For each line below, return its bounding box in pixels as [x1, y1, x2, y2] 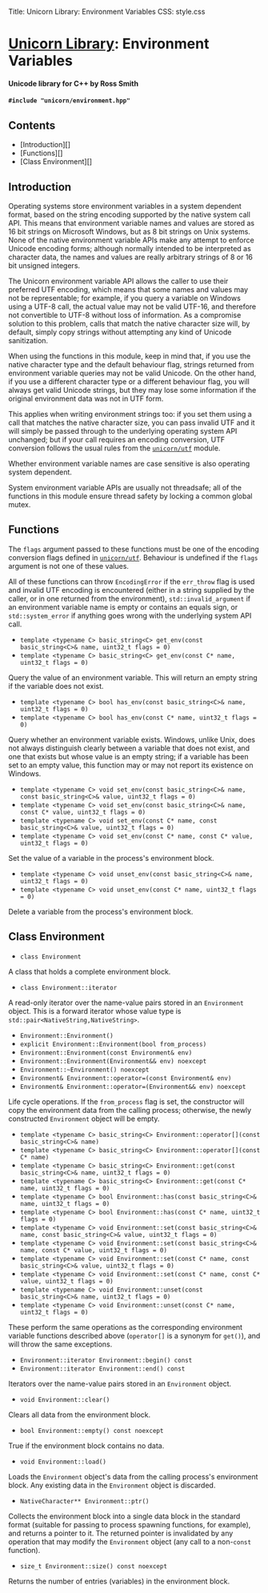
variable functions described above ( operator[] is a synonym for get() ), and [8, 1331, 261, 1340]
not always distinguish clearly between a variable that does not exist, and [8, 743, 250, 753]
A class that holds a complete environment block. [8, 967, 171, 976]
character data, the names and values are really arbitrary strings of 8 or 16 [8, 252, 254, 262]
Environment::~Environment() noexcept [19, 1066, 150, 1074]
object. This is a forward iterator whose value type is [8, 1006, 182, 1015]
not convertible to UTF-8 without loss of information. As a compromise [8, 310, 242, 319]
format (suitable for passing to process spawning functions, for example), [8, 1519, 251, 1529]
